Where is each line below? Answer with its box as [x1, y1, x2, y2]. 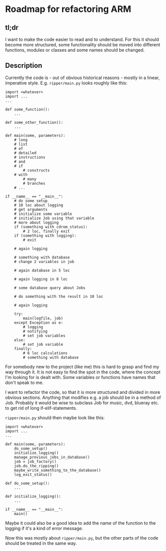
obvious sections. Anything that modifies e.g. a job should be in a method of [5, 394, 162, 400]
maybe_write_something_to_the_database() [14, 467, 101, 473]
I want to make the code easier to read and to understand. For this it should [5, 36, 159, 42]
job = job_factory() [14, 459, 57, 464]
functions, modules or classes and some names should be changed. [5, 47, 145, 53]
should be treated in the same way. [5, 540, 77, 546]
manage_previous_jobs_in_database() [14, 455, 90, 459]
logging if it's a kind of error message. [5, 525, 83, 531]
